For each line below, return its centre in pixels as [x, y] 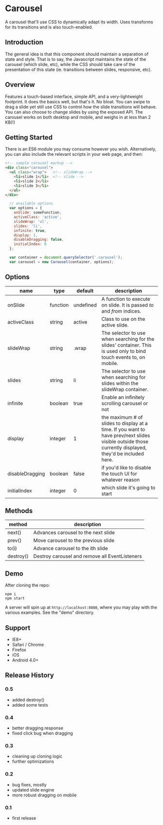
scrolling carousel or [124, 403]
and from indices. [121, 311]
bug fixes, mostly [29, 785]
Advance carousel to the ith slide [71, 548]
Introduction [24, 42]
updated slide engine [33, 790]
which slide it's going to [128, 487]
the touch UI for [119, 474]
